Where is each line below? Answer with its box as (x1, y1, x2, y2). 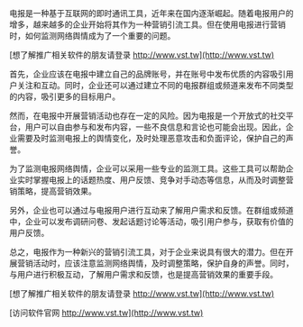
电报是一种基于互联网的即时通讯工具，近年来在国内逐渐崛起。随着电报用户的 (9, 8, 294, 18)
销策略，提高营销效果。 (9, 186, 96, 196)
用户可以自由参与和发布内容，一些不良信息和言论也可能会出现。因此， (24, 122, 286, 132)
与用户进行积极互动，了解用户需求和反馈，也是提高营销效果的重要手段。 (9, 269, 278, 279)
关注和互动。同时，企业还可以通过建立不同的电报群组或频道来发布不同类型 (16, 80, 294, 90)
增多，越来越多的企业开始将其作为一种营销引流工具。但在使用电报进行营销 (9, 19, 286, 30)
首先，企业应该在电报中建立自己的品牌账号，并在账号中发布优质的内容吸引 (9, 68, 286, 79)
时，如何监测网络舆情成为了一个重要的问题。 (9, 31, 176, 41)
